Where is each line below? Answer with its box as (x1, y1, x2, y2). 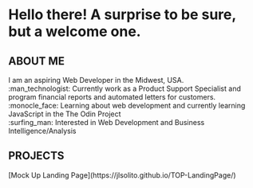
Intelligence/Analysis (8, 126, 77, 135)
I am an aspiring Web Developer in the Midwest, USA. (8, 76, 184, 84)
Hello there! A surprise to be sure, (8, 6, 237, 24)
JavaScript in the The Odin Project (8, 109, 121, 119)
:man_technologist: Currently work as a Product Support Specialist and (8, 84, 241, 93)
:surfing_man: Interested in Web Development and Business (8, 118, 205, 127)
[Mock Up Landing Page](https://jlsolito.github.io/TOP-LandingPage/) (8, 170, 237, 180)
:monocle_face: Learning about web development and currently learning (8, 101, 246, 110)
